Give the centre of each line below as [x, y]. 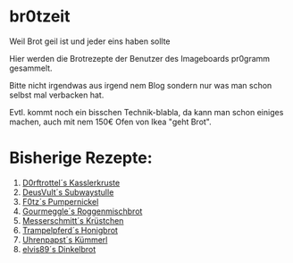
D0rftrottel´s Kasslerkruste [71, 182]
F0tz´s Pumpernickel [60, 201]
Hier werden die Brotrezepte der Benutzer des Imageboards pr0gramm [140, 58]
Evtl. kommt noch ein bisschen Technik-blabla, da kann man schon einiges [146, 112]
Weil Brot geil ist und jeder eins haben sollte [90, 41]
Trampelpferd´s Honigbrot [70, 230]
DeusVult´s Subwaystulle [68, 192]
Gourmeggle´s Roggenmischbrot [82, 211]
